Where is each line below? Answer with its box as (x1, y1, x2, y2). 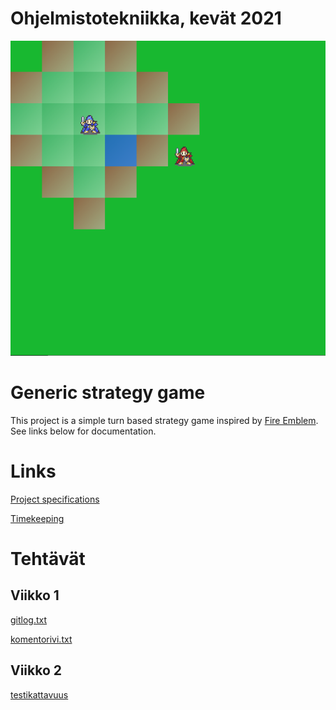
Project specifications (10, 493, 100, 505)
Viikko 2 (10, 662, 63, 679)
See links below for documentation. (10, 425, 157, 437)
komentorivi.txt (10, 633, 73, 645)
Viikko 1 (10, 587, 60, 604)
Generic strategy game (10, 382, 206, 404)
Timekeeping (10, 512, 65, 524)
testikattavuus (10, 688, 69, 701)
